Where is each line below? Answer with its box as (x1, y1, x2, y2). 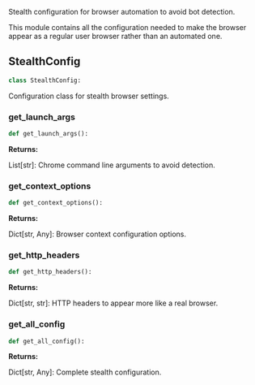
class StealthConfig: (8, 76, 82, 84)
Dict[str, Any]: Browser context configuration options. (8, 229, 186, 239)
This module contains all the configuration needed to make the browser (8, 23, 247, 32)
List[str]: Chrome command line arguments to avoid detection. (8, 160, 216, 170)
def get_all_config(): (8, 337, 85, 345)
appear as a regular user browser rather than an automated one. (8, 32, 223, 41)
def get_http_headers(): (8, 268, 92, 276)
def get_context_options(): (8, 199, 104, 207)
